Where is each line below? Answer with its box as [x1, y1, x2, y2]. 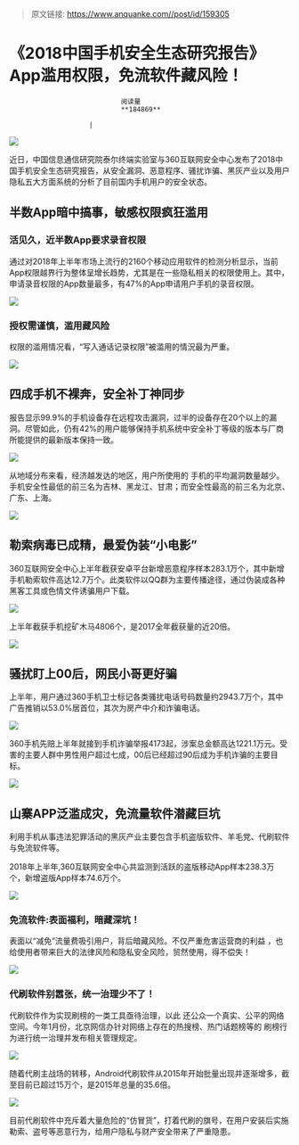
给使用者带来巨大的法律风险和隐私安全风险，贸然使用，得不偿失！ [9, 947, 251, 958]
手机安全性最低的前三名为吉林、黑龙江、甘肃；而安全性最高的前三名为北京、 [9, 481, 290, 491]
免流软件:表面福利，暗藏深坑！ [9, 914, 141, 927]
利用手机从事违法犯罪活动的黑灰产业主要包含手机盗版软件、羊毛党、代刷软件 [9, 831, 290, 842]
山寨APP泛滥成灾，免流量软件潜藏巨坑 [9, 806, 221, 821]
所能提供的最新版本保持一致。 [9, 434, 118, 445]
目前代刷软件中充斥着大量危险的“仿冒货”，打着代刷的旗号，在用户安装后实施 [9, 1115, 289, 1125]
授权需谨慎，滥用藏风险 [9, 319, 109, 332]
